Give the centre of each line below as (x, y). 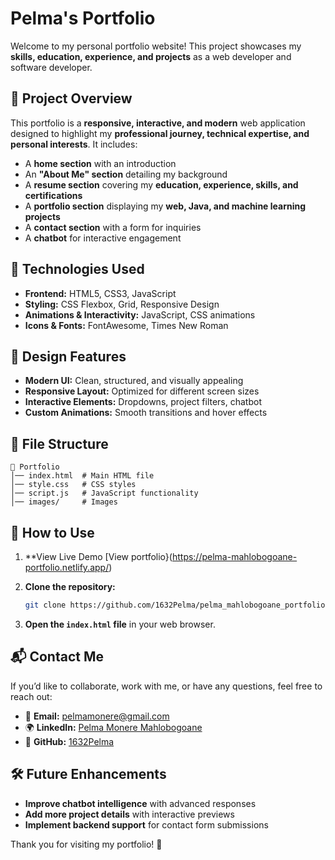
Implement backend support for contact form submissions (146, 824)
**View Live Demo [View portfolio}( (98, 556)
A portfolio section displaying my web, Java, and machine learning (165, 206)
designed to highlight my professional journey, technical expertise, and (160, 133)
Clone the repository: (70, 586)
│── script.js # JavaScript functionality (104, 493)
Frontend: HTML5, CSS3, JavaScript (100, 293)
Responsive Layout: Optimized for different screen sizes (142, 391)
